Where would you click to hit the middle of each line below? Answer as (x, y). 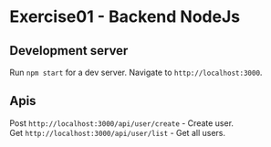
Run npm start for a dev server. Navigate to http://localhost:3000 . (136, 72)
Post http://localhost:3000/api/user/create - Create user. (122, 123)
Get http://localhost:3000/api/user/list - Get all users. (118, 132)
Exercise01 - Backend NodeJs (125, 17)
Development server (69, 51)
